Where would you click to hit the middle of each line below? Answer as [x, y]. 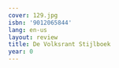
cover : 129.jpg [33, 15]
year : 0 [21, 52]
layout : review [33, 37]
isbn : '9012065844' [40, 23]
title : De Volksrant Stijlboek [59, 45]
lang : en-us [28, 30]
